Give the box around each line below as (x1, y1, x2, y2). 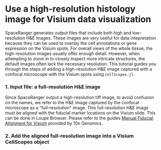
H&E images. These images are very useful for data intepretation (26, 35, 156, 41)
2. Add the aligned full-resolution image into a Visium (5, 132, 134, 139)
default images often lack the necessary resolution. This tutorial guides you (5, 61, 157, 67)
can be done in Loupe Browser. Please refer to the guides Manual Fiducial (5, 115, 154, 121)
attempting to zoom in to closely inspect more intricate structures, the (5, 56, 145, 61)
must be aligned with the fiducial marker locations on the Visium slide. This (5, 110, 156, 116)
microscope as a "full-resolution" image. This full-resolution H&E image (5, 105, 149, 111)
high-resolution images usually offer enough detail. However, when (5, 50, 140, 56)
